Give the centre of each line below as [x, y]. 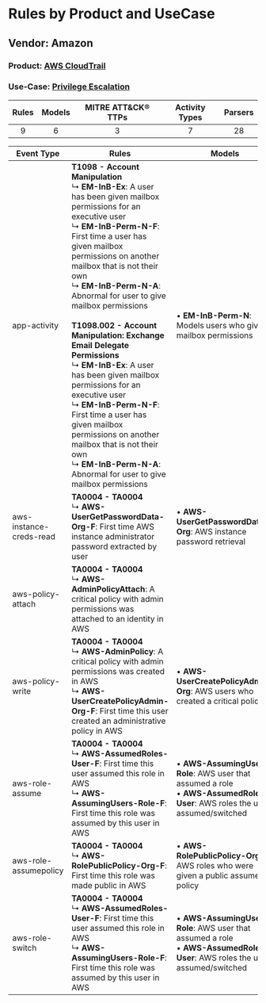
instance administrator [113, 536]
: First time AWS [124, 526]
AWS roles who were [215, 865]
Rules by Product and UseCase [112, 14]
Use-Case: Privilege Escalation [69, 86]
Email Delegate [100, 345]
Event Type [38, 153]
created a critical [207, 701]
